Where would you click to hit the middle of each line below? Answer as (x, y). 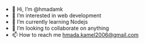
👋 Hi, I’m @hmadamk (37, 9)
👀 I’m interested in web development (56, 15)
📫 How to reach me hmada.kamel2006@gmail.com (75, 35)
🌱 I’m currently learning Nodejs (50, 22)
